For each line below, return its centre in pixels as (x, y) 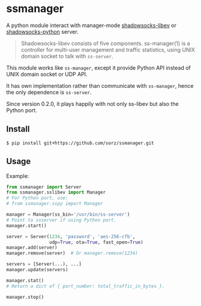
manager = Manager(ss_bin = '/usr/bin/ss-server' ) (68, 215)
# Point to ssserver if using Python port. (61, 220)
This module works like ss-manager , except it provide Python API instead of (98, 67)
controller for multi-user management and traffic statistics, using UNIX (108, 49)
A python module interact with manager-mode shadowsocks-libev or (91, 25)
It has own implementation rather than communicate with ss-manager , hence (100, 85)
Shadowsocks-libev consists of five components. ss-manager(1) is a (105, 43)
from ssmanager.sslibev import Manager (56, 192)
